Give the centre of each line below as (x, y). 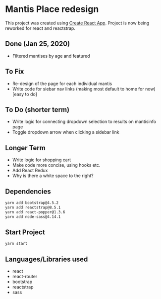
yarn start (16, 244)
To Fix (15, 71)
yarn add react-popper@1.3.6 (35, 212)
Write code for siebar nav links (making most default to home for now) (84, 89)
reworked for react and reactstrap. (40, 28)
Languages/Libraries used (47, 259)
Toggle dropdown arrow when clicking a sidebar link (66, 132)
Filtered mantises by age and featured (51, 56)
